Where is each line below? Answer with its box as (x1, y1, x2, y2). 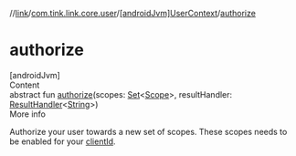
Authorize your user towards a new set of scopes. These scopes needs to (9, 126, 288, 137)
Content (9, 79, 40, 90)
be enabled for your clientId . (9, 136, 116, 147)
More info (9, 109, 47, 120)
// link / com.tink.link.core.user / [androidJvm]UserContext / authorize (9, 8, 256, 18)
